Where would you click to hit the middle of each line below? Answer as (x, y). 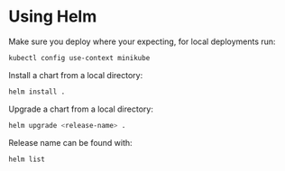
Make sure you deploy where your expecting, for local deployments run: (142, 41)
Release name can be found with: (70, 142)
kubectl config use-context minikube (79, 58)
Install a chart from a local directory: (76, 75)
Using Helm (53, 17)
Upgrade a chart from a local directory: (81, 109)
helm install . (37, 92)
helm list (27, 159)
